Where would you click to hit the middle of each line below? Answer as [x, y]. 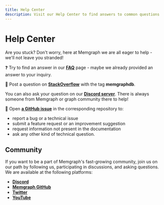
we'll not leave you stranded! [34, 58]
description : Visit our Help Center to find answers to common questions [82, 14]
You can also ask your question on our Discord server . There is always [77, 94]
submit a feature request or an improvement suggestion [69, 124]
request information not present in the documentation [66, 129]
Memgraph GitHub [32, 187]
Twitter [20, 192]
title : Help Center [25, 10]
